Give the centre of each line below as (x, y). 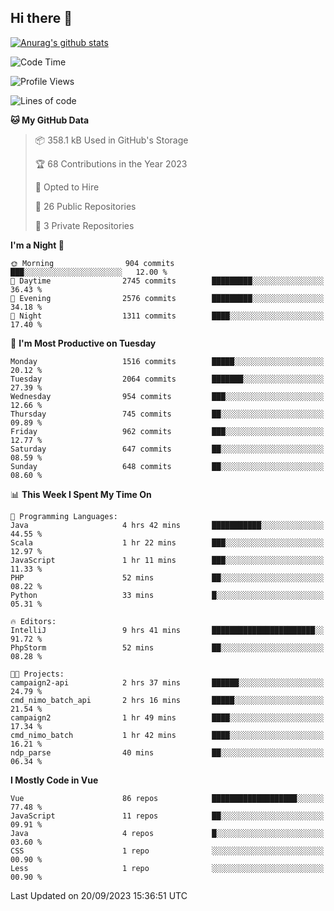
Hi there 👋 (41, 18)
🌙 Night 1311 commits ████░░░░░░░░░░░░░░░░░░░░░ (167, 316)
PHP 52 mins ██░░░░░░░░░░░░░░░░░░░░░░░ (167, 577)
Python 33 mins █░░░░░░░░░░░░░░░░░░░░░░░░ (167, 595)
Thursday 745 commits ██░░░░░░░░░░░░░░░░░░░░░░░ (167, 414)
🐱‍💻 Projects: (37, 674)
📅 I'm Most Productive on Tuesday (83, 343)
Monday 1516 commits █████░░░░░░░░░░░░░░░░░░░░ (167, 361)
